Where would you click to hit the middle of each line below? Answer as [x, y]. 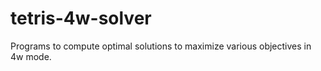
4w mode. [31, 56]
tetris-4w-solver [81, 18]
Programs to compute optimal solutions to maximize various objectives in [161, 46]
